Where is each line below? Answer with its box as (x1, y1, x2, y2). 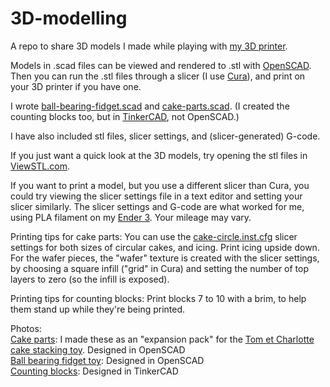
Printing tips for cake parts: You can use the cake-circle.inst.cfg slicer (10, 230, 298, 242)
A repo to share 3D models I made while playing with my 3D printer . (10, 40, 288, 52)
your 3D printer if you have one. (10, 80, 142, 92)
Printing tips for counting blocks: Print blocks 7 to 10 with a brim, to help (10, 292, 307, 304)
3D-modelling (10, 7, 128, 30)
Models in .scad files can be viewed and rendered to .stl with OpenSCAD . (10, 59, 312, 71)
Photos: (10, 322, 42, 334)
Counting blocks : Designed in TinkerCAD (10, 365, 179, 377)
